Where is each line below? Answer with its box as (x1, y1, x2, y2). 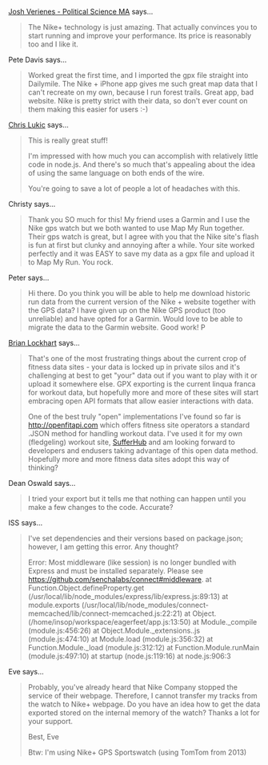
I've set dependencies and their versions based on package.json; (27, 533, 244, 543)
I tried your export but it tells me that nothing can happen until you (27, 494, 246, 504)
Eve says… (8, 667, 44, 676)
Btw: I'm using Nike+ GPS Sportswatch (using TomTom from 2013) (27, 747, 247, 757)
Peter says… (8, 273, 50, 282)
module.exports (27, 601, 80, 609)
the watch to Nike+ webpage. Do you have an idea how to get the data (27, 699, 261, 709)
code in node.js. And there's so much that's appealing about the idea (27, 160, 256, 169)
